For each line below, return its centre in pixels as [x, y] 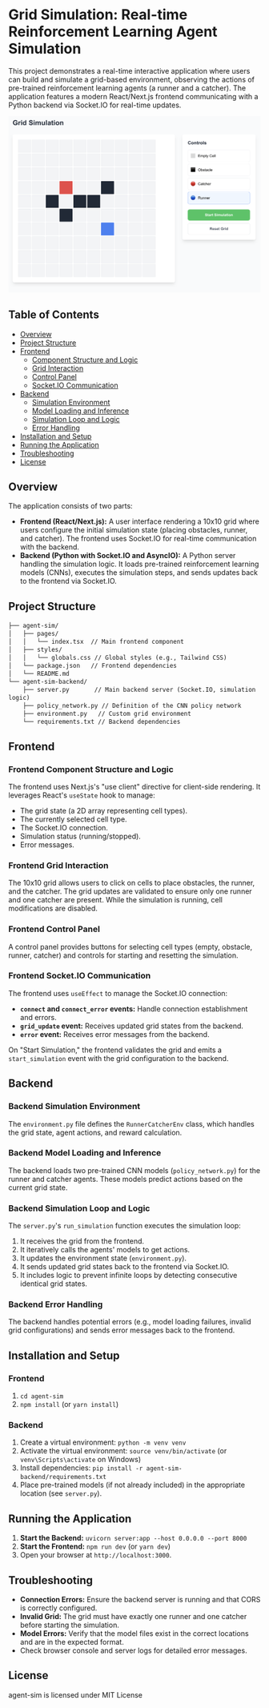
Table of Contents [54, 315]
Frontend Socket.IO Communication [80, 976]
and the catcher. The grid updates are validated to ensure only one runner [130, 891]
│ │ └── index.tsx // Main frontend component [96, 642]
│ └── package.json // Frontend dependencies [93, 666]
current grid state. [38, 1188]
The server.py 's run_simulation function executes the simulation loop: [125, 1226]
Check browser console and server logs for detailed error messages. [133, 1650]
